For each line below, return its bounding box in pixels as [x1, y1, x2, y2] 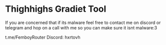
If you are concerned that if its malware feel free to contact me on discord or [5, 20, 161, 25]
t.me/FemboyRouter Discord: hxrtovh [5, 34, 81, 40]
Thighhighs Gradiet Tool [5, 3, 106, 15]
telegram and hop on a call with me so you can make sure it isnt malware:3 [5, 24, 157, 30]
